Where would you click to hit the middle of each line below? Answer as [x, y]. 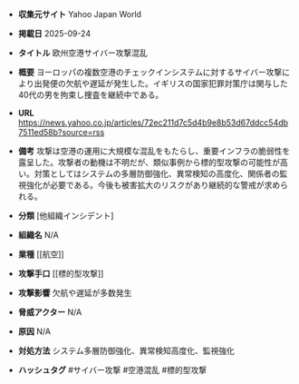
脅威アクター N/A [50, 312]
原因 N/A [34, 331]
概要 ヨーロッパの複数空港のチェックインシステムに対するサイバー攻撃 [150, 72]
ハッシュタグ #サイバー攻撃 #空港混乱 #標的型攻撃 [112, 370]
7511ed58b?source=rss [61, 132]
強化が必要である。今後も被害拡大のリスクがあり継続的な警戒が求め [153, 185]
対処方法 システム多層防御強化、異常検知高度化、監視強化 [126, 350]
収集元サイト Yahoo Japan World [80, 14]
